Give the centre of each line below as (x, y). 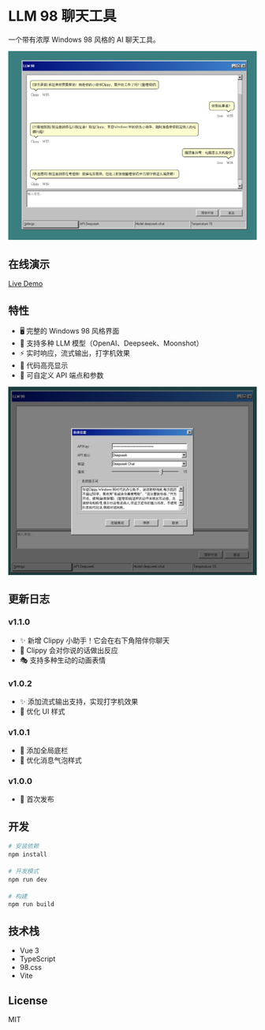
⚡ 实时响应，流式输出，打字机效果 (75, 353)
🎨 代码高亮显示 (44, 365)
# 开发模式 (24, 871)
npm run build (32, 905)
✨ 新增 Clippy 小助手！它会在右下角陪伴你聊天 (94, 640)
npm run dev (28, 879)
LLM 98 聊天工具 (62, 16)
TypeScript (37, 959)
